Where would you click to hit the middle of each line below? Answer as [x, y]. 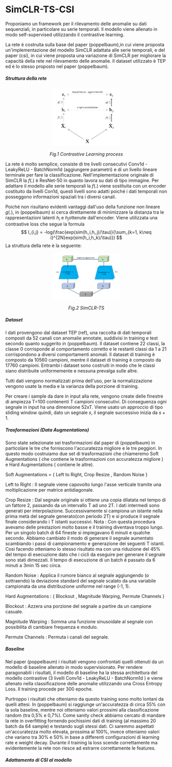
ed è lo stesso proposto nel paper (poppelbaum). [57, 66]
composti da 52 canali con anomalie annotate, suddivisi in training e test [82, 338]
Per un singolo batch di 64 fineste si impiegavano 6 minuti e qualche [78, 533]
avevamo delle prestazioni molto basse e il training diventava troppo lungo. [84, 527]
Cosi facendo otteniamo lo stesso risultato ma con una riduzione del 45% [83, 549]
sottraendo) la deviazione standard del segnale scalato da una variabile [81, 581]
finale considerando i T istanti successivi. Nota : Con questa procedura [80, 522]
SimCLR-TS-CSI [40, 10]
